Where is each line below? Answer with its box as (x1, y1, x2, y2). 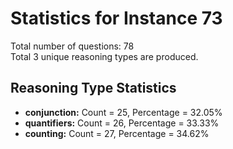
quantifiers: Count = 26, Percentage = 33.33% (24, 117, 220, 129)
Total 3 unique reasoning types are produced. (10, 50, 199, 62)
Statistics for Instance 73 (10, 7, 223, 30)
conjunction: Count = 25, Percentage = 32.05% (24, 106, 223, 118)
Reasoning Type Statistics (10, 80, 177, 97)
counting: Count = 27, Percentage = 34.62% (24, 127, 210, 139)
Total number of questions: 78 (10, 40, 135, 52)
